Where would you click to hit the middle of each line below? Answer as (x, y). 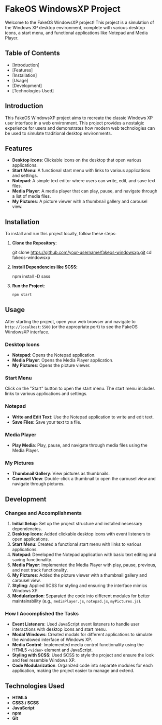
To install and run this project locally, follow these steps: (61, 234)
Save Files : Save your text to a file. (46, 422)
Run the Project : (28, 286)
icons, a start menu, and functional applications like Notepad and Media (77, 33)
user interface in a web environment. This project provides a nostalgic (75, 123)
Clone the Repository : (34, 243)
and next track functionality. (40, 570)
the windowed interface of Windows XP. (52, 639)
